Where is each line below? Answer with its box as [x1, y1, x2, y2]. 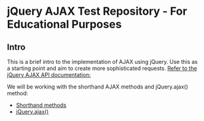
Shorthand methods [15, 101, 67, 109]
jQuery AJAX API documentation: [7, 71, 91, 78]
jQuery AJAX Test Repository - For [7, 4, 187, 18]
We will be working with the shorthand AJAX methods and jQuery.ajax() [7, 83, 189, 90]
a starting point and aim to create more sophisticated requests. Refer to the [7, 64, 197, 72]
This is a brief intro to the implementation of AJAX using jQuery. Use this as [7, 58, 198, 65]
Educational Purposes [7, 17, 122, 31]
